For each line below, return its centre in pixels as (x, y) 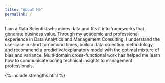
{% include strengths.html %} (35, 75)
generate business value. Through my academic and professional (72, 34)
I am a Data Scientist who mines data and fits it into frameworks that (75, 28)
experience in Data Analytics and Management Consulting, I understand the (82, 39)
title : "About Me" (24, 10)
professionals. (20, 66)
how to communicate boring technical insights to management (69, 60)
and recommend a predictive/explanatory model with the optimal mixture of (82, 50)
